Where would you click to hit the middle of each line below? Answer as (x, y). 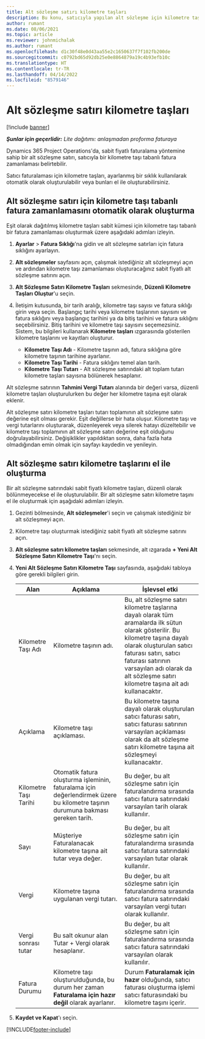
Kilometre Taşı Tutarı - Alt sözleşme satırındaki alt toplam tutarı (104, 369)
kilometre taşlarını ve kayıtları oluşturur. (64, 338)
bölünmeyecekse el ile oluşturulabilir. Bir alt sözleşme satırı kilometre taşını (100, 494)
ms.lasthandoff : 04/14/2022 (42, 74)
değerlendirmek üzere (85, 795)
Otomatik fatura (76, 772)
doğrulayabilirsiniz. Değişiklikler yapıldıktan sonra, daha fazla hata (89, 438)
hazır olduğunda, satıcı (157, 979)
